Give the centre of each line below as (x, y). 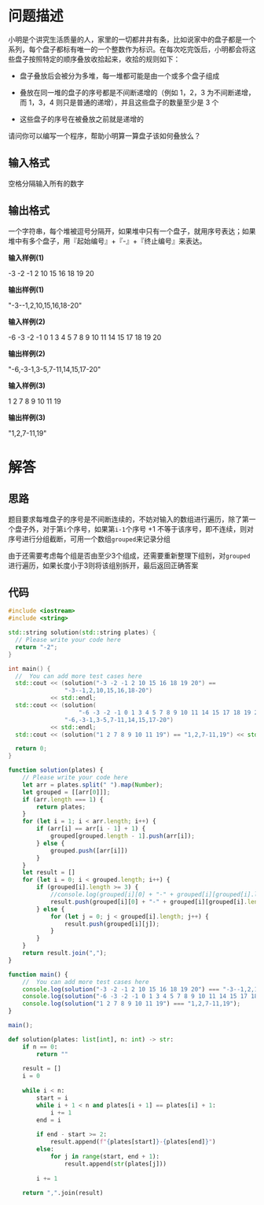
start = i (52, 1098)
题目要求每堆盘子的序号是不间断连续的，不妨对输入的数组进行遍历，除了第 (128, 519)
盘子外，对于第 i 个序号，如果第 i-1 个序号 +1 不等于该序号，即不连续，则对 (134, 529)
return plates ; (61, 807)
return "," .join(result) (63, 1193)
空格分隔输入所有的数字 (46, 183)
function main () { (38, 975)
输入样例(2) (27, 321)
